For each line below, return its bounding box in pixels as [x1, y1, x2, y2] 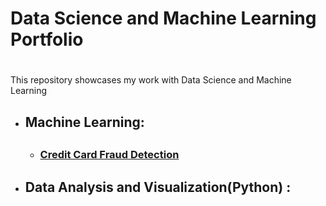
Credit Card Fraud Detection [39, 148, 180, 162]
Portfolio [10, 28, 84, 51]
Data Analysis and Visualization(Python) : [24, 178, 292, 196]
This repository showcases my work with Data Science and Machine [10, 74, 292, 86]
